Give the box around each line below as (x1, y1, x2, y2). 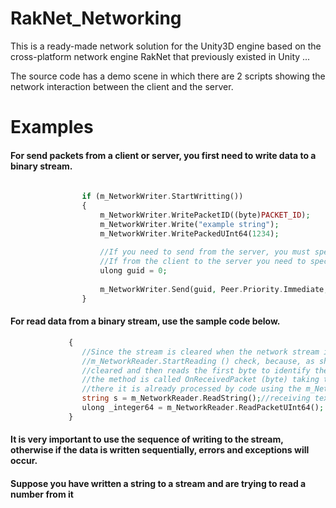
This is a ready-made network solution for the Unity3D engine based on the (10, 40, 322, 52)
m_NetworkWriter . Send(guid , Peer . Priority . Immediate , (99, 284, 329, 294)
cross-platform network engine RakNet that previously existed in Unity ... (10, 50, 311, 62)
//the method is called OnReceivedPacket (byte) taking (81, 375, 320, 385)
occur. (10, 455, 38, 467)
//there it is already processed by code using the (81, 384, 302, 394)
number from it (10, 488, 74, 500)
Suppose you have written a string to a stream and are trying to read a (10, 477, 307, 489)
